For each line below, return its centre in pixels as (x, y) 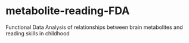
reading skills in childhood (38, 33)
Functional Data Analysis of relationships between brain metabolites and (94, 27)
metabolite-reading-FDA (68, 11)
